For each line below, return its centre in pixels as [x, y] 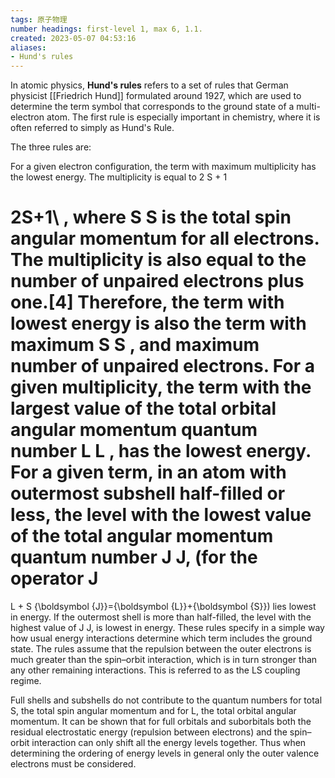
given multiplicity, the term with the [161, 387]
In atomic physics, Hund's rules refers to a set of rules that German [149, 85]
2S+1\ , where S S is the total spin [151, 217]
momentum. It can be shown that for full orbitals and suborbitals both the [161, 722]
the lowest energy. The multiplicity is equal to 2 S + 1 [119, 177]
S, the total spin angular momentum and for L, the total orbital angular [153, 711]
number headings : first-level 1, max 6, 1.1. [106, 29]
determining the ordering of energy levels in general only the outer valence [165, 753]
